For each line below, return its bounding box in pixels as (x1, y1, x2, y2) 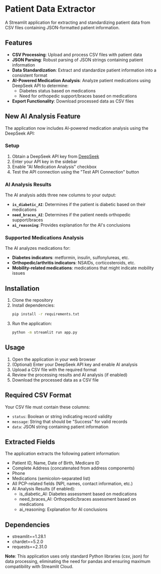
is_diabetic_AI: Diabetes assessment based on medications (19, 491, 137, 497)
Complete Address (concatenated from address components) (12, 465, 135, 471)
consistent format (12, 72, 47, 78)
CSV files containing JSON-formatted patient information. (5, 24, 120, 30)
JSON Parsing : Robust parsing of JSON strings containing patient (12, 57, 144, 63)
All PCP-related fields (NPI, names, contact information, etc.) (12, 481, 133, 487)
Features (5, 39, 32, 47)
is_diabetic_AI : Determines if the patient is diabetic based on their (12, 202, 146, 208)
